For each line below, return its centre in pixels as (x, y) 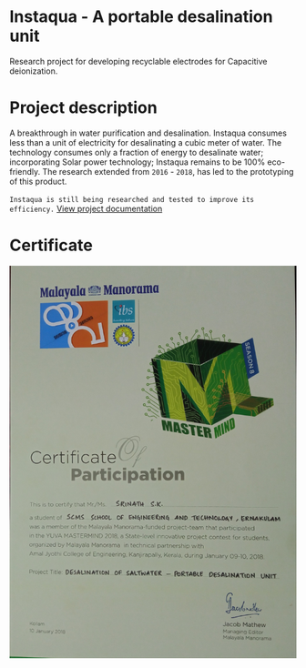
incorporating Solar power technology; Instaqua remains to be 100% (138, 162)
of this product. (38, 181)
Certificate (51, 245)
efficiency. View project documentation (86, 208)
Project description (83, 108)
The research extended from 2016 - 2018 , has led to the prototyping (168, 171)
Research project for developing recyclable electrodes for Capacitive (138, 61)
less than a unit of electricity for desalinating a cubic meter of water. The (146, 142)
